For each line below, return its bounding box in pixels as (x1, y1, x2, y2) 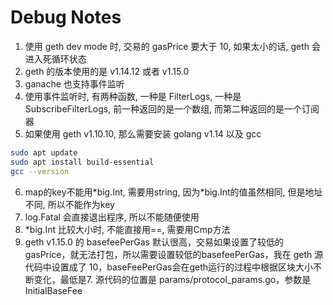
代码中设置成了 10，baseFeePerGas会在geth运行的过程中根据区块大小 (24, 261, 314, 273)
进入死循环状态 (24, 52, 87, 65)
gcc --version (10, 166, 70, 176)
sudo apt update (10, 147, 78, 158)
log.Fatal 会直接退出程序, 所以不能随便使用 (24, 211, 200, 223)
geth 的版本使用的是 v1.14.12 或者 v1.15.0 (24, 65, 190, 77)
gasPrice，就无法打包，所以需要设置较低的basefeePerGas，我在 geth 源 (24, 248, 324, 260)
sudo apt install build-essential (10, 157, 155, 167)
